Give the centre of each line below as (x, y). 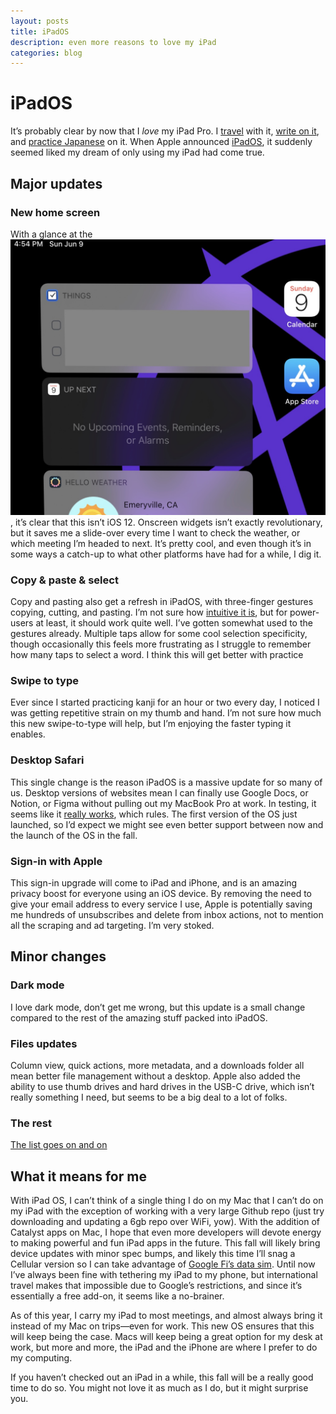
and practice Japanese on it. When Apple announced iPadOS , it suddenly (161, 142)
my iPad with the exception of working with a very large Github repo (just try (167, 1211)
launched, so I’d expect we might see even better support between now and (167, 824)
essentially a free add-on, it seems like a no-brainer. (117, 1296)
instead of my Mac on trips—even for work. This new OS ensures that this (162, 1326)
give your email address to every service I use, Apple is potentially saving (161, 904)
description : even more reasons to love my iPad (113, 42)
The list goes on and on (59, 1145)
